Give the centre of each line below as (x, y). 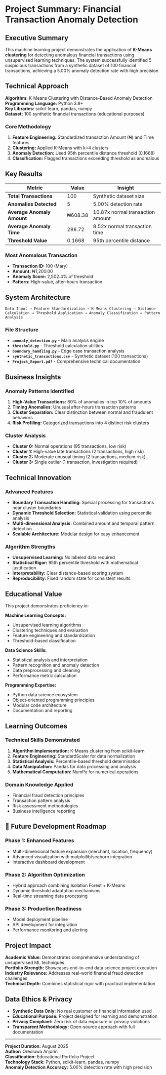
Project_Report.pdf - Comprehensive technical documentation (76, 361)
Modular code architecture (39, 705)
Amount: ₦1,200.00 (33, 271)
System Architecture (38, 297)
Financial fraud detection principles (48, 796)
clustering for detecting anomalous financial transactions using (70, 55)
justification (24, 568)
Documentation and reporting (42, 711)
